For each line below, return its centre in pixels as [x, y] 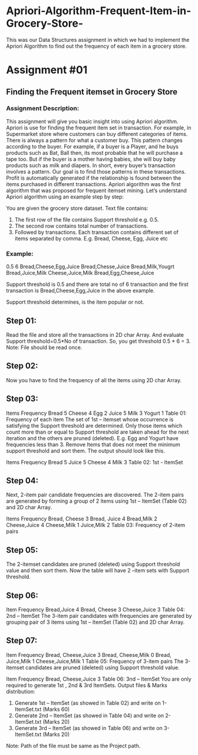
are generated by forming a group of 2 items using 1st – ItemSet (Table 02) [97, 501]
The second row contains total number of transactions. [81, 226]
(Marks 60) [56, 709]
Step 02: [22, 366]
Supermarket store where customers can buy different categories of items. [97, 134]
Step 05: [22, 550]
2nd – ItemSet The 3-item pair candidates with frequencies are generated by [99, 616]
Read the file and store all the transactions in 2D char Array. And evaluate [95, 334]
